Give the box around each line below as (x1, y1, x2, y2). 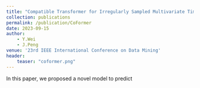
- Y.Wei (17, 36, 36, 42)
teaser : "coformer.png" (17, 58, 76, 64)
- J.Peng (17, 42, 39, 48)
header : (6, 53, 26, 59)
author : (6, 31, 26, 37)
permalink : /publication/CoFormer (6, 20, 92, 26)
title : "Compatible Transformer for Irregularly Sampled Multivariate (6, 8, 185, 15)
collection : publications (6, 14, 70, 20)
